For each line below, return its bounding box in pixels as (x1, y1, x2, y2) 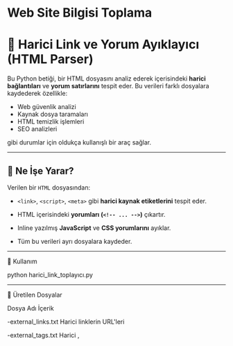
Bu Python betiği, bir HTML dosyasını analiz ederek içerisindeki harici (7, 74, 206, 83)
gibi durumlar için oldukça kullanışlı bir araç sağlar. (7, 138, 151, 147)
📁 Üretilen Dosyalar (7, 290, 62, 299)
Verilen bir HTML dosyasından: (7, 183, 91, 192)
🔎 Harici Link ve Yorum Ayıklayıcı (7, 37, 200, 53)
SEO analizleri (17, 125, 58, 133)
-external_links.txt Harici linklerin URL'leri (7, 318, 125, 326)
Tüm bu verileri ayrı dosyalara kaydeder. (17, 237, 132, 245)
